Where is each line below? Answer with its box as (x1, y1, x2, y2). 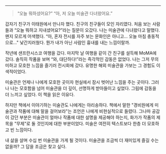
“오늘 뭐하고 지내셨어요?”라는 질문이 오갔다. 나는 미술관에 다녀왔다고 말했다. (14, 27, 160, 33)
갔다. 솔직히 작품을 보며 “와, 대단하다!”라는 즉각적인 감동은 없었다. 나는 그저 (5, 56, 150, 62)
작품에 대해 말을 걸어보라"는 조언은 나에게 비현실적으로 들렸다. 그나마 (18, 108, 151, 114)
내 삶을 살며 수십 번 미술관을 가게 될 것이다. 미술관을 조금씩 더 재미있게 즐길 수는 (5, 137, 159, 143)
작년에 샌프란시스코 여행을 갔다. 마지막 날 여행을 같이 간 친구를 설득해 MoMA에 (5, 50, 157, 56)
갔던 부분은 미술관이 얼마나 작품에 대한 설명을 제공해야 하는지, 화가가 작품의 (10, 114, 156, 120)
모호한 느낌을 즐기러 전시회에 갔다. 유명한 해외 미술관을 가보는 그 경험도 (18, 62, 156, 68)
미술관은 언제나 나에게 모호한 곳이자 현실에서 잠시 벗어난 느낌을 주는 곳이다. (5, 79, 150, 85)
